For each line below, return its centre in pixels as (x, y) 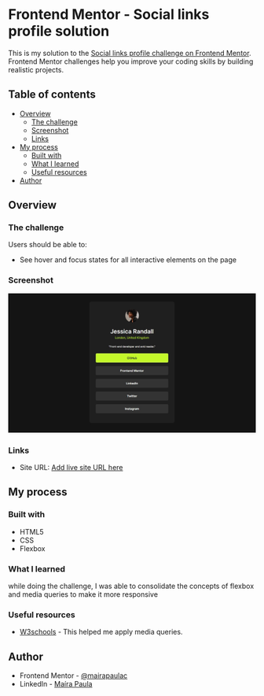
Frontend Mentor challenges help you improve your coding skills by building (131, 61)
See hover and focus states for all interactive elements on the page (128, 260)
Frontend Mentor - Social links (109, 15)
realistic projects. (36, 69)
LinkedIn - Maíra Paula (56, 684)
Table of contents (52, 95)
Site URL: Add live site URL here (71, 468)
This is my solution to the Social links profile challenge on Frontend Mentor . (130, 53)
